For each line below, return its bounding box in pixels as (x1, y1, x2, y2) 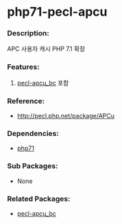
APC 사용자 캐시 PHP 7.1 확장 (7, 45, 86, 53)
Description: (7, 29, 49, 38)
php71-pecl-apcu (7, 4, 108, 20)
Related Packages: (7, 194, 71, 204)
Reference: (7, 96, 45, 106)
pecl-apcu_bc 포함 (16, 79, 69, 87)
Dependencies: (7, 129, 60, 138)
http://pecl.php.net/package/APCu (16, 112, 115, 120)
